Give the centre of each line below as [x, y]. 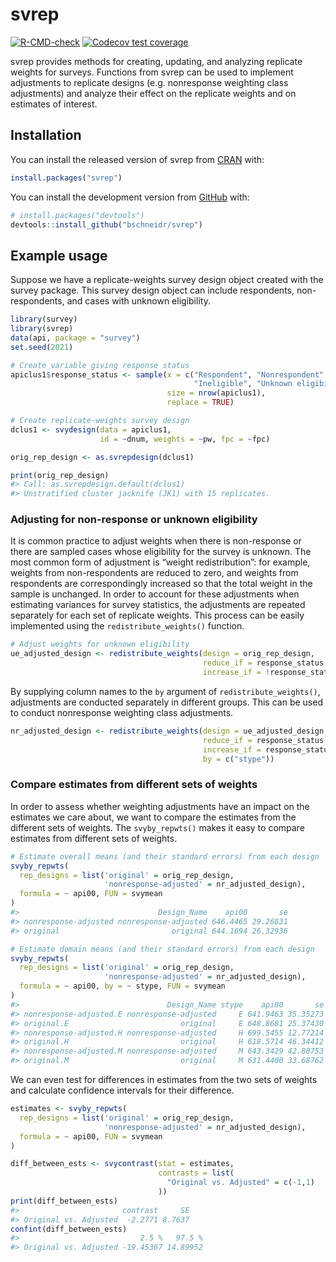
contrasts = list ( [196, 1173]
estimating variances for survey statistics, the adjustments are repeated [158, 605]
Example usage [59, 255]
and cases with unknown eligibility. [138, 301]
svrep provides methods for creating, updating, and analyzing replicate [156, 61]
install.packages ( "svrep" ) [66, 178]
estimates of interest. [54, 104]
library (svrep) [42, 329]
